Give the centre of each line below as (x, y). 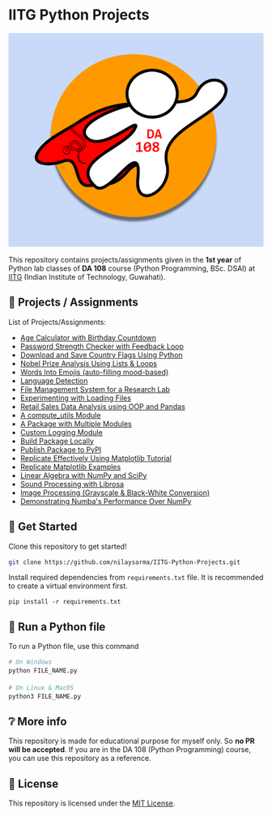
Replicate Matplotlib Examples (70, 467)
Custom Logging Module (61, 432)
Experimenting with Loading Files (76, 398)
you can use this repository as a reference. (80, 758)
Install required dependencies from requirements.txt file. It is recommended (136, 578)
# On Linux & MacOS (41, 688)
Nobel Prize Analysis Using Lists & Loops (89, 363)
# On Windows (30, 662)
